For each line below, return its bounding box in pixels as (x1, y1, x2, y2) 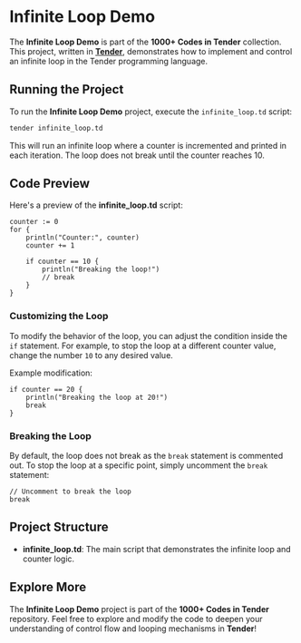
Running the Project (9, 82, 124, 97)
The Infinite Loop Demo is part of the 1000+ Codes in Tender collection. (9, 36, 282, 47)
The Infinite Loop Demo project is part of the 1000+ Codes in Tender (9, 603, 269, 614)
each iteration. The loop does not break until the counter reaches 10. (9, 150, 265, 161)
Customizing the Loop (9, 310, 109, 323)
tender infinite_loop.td (9, 123, 103, 132)
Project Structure (9, 520, 109, 535)
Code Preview (9, 176, 91, 191)
